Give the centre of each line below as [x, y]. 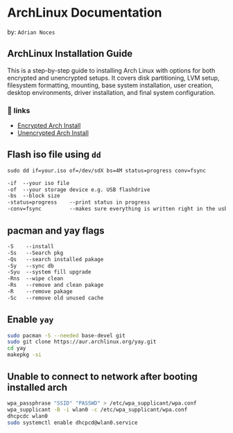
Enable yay [31, 320]
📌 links [19, 110]
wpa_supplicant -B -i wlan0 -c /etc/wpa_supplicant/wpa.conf [97, 409]
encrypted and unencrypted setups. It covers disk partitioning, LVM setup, [113, 78]
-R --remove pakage [40, 292]
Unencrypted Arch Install [53, 133]
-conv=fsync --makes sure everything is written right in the [111, 209]
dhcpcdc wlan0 [28, 416]
